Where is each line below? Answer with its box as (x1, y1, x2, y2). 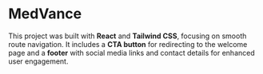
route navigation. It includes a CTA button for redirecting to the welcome (8, 39, 248, 49)
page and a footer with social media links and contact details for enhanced (8, 48, 256, 57)
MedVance (8, 5, 82, 23)
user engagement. (8, 56, 69, 66)
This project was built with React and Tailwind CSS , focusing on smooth (8, 31, 247, 41)
